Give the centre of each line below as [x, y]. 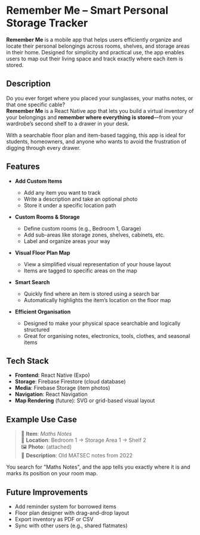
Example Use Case [42, 419]
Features [23, 167]
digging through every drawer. [44, 147]
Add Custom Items [39, 181]
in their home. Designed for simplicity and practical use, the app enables [95, 52]
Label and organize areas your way [67, 241]
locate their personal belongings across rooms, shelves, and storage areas [98, 46]
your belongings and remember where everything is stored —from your [95, 117]
